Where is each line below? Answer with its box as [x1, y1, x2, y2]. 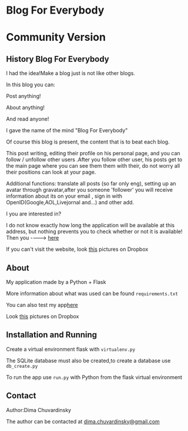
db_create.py [6, 363, 38, 369]
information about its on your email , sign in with [6, 192, 122, 200]
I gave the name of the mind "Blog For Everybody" [6, 127, 128, 134]
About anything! [6, 104, 45, 111]
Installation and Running [6, 330, 98, 340]
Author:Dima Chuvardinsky [6, 406, 72, 413]
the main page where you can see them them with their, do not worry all [6, 162, 180, 169]
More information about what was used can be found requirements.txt [6, 290, 178, 297]
